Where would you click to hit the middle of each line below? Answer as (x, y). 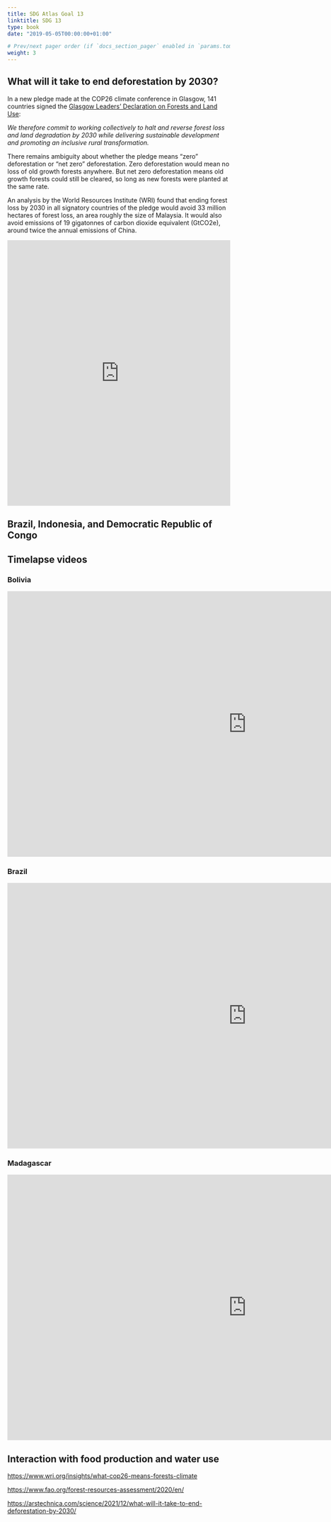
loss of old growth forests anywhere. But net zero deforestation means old (116, 171)
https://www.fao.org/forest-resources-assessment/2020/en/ (96, 1490)
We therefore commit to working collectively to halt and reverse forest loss (116, 127)
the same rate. (28, 186)
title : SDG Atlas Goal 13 (45, 14)
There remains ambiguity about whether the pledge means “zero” (103, 156)
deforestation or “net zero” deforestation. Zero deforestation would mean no (118, 164)
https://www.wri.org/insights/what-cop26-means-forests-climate (103, 1476)
